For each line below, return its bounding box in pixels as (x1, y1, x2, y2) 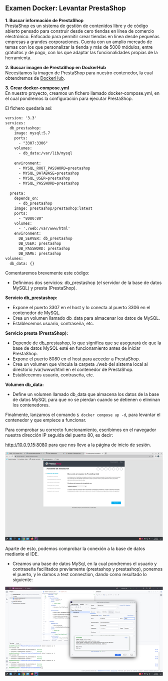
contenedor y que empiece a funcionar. (5, 417, 86, 423)
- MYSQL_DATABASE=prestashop (18, 171, 79, 176)
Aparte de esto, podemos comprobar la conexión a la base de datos (5, 546, 145, 552)
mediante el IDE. (5, 551, 39, 557)
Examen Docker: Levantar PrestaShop (5, 4, 126, 13)
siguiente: (12, 577, 33, 583)
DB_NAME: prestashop (18, 251, 61, 256)
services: (5, 120, 26, 125)
